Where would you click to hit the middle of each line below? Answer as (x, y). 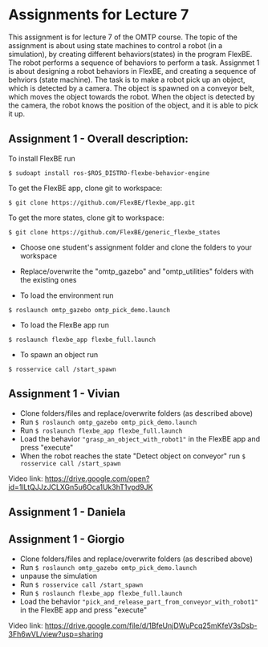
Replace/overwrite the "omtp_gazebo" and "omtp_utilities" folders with (137, 271)
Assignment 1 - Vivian (64, 394)
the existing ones (49, 279)
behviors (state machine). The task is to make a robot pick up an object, (127, 79)
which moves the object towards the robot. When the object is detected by (132, 96)
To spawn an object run (59, 354)
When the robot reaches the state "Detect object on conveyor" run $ (133, 456)
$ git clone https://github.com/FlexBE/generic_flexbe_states (114, 232)
